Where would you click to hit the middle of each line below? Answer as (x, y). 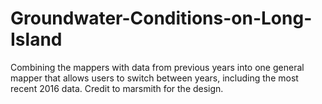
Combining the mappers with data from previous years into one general (157, 67)
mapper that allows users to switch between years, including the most (154, 78)
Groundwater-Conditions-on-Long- (161, 18)
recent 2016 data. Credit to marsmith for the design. (117, 88)
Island (36, 39)
